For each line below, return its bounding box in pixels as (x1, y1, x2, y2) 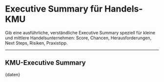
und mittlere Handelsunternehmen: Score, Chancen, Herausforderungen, (5, 35, 152, 41)
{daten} (5, 71, 20, 77)
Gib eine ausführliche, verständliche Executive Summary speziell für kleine (5, 30, 155, 35)
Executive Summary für (5, 3, 103, 15)
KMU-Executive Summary (5, 59, 86, 67)
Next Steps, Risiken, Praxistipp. (5, 40, 68, 46)
